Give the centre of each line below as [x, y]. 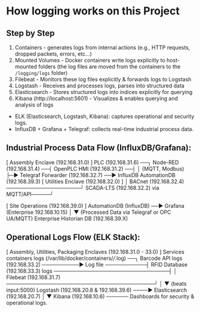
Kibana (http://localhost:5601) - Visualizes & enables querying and [96, 98]
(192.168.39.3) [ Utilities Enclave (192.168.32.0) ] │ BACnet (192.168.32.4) [95, 181]
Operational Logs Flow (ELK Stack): [73, 237]
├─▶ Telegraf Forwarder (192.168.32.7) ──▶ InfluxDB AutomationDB [91, 175]
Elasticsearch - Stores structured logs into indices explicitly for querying [104, 92]
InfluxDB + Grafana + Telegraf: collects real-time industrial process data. [104, 129]
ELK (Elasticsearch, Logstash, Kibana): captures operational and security [104, 116]
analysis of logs [34, 105]
